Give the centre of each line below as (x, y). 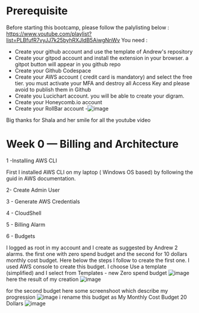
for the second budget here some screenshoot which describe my (87, 290)
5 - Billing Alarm (26, 224)
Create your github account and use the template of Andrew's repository (104, 51)
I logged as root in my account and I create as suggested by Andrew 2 (92, 248)
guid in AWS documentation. (41, 178)
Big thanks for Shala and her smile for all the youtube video (78, 120)
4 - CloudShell (24, 213)
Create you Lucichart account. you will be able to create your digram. (99, 96)
